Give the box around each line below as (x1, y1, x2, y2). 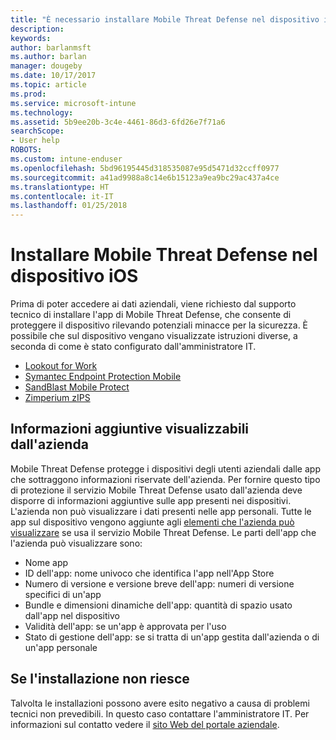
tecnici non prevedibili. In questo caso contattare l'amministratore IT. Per (10, 707, 310, 720)
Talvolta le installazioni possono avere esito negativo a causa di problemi (10, 697, 310, 709)
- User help (10, 136, 60, 146)
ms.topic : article (10, 80, 87, 90)
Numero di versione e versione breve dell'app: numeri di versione (24, 577, 295, 590)
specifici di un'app (24, 588, 102, 600)
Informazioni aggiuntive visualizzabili (10, 421, 250, 438)
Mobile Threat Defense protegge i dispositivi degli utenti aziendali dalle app (10, 462, 321, 475)
